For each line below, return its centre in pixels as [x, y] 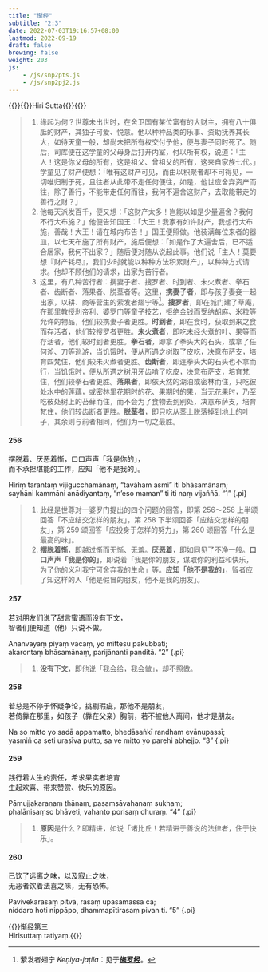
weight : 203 [28, 61]
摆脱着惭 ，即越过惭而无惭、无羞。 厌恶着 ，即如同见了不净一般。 [144, 550]
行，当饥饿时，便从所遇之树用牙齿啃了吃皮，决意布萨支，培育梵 [144, 371]
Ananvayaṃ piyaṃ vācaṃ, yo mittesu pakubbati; [88, 643]
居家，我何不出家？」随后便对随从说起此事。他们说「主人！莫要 [152, 252]
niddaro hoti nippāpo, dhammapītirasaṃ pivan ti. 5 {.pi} [102, 911]
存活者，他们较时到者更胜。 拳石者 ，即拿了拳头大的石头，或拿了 [144, 342]
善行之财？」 [61, 201]
